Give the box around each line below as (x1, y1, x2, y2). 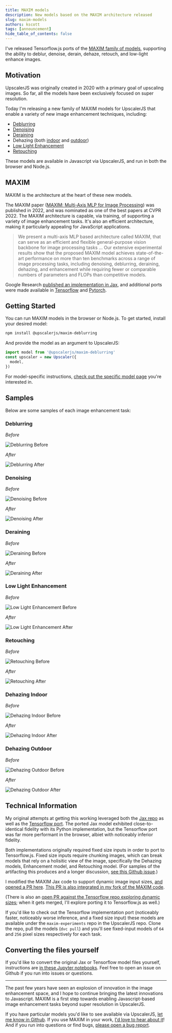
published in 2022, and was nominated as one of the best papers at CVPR (5, 207, 161, 213)
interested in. (5, 378, 33, 385)
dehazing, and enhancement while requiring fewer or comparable (17, 266, 156, 272)
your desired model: (5, 321, 48, 327)
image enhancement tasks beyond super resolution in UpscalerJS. (5, 1001, 145, 1007)
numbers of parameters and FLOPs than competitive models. (17, 271, 147, 278)
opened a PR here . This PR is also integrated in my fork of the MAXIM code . (5, 884, 165, 890)
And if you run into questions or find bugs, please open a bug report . (5, 1022, 150, 1028)
